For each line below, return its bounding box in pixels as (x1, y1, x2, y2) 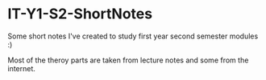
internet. (7, 63, 35, 73)
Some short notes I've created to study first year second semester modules (7, 31, 259, 41)
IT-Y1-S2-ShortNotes (7, 5, 153, 23)
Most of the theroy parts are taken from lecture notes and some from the (7, 55, 249, 65)
